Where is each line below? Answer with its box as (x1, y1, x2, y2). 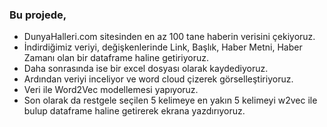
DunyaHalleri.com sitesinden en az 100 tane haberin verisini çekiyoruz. (23, 31, 316, 43)
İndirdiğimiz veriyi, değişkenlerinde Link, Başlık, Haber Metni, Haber (23, 41, 303, 53)
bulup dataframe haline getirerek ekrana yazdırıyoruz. (23, 105, 246, 117)
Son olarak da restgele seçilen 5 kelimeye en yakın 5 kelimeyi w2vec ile (23, 94, 318, 107)
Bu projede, (9, 8, 67, 22)
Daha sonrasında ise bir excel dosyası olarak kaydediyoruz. (23, 63, 269, 75)
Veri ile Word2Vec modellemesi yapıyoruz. (23, 84, 199, 96)
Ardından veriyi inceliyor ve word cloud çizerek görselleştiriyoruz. (23, 73, 294, 85)
